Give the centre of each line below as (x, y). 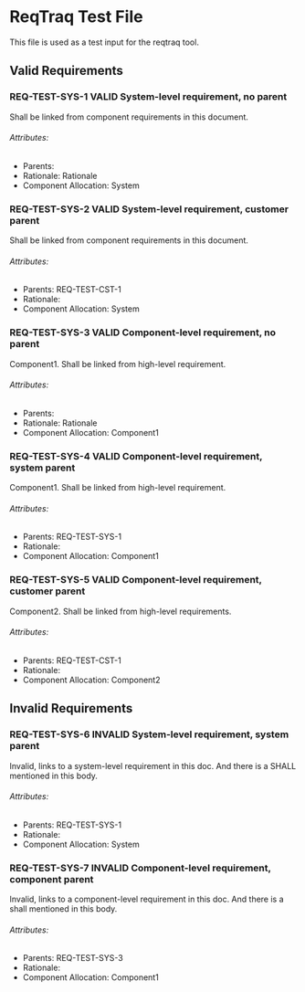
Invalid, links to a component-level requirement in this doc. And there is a (147, 899)
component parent (52, 879)
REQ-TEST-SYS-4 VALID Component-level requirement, (136, 456)
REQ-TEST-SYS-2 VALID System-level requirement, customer (149, 209)
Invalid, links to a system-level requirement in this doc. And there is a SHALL (153, 765)
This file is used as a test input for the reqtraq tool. (104, 42)
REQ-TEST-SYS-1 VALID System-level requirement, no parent (148, 97)
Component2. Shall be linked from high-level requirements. (121, 611)
